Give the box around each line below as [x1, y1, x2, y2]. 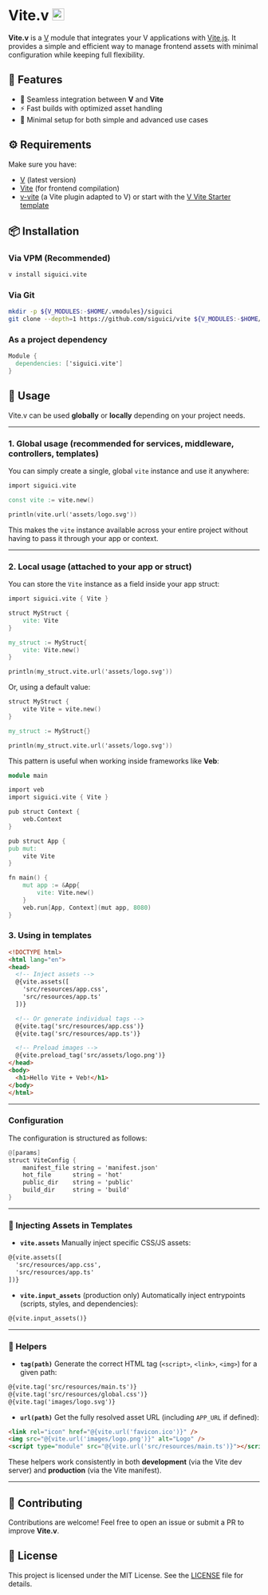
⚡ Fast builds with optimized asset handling [19, 103, 163, 113]
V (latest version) [19, 174, 77, 184]
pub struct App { [8, 837, 66, 845]
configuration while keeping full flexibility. [8, 50, 145, 59]
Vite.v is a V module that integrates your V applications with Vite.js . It [8, 33, 237, 42]
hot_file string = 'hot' [22, 1171, 124, 1179]
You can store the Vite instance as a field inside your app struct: [8, 579, 220, 589]
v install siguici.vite [8, 271, 88, 279]
